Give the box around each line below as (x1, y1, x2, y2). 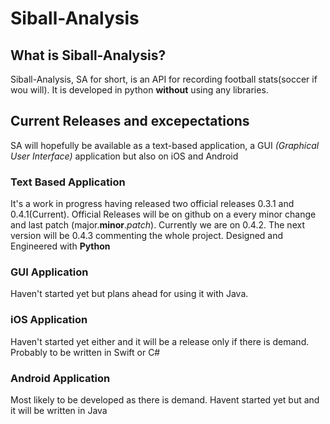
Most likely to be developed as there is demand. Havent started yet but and (10, 394, 320, 406)
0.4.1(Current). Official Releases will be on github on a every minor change (10, 208, 317, 221)
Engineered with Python (10, 240, 111, 252)
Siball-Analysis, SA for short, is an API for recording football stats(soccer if (10, 73, 318, 85)
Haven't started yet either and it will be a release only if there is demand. (10, 335, 310, 347)
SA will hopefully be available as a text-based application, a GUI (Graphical (10, 139, 320, 151)
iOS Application (10, 313, 88, 327)
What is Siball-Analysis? (10, 47, 167, 64)
